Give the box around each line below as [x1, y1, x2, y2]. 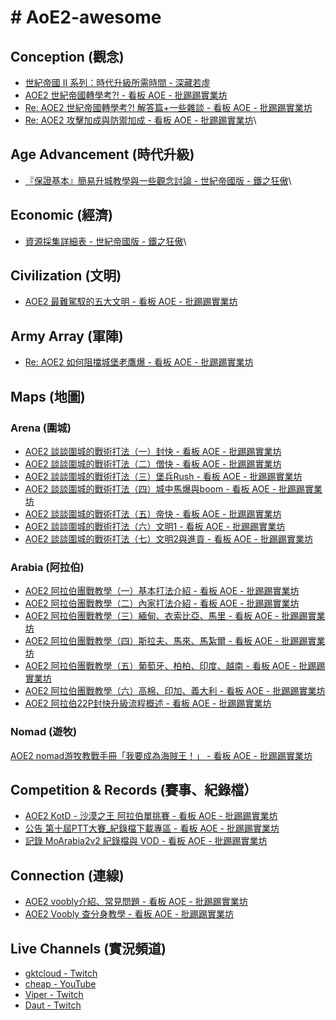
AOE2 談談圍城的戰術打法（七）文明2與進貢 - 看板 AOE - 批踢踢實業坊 [24, 532, 313, 545]
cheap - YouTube [24, 977, 97, 990]
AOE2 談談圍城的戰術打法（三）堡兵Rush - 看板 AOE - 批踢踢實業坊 [24, 470, 303, 482]
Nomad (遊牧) [10, 725, 78, 739]
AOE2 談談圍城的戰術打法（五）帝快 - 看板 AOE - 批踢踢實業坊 [24, 507, 282, 520]
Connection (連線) [10, 867, 125, 884]
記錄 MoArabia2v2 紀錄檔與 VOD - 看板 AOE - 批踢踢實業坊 [24, 835, 268, 847]
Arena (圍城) [10, 421, 72, 435]
